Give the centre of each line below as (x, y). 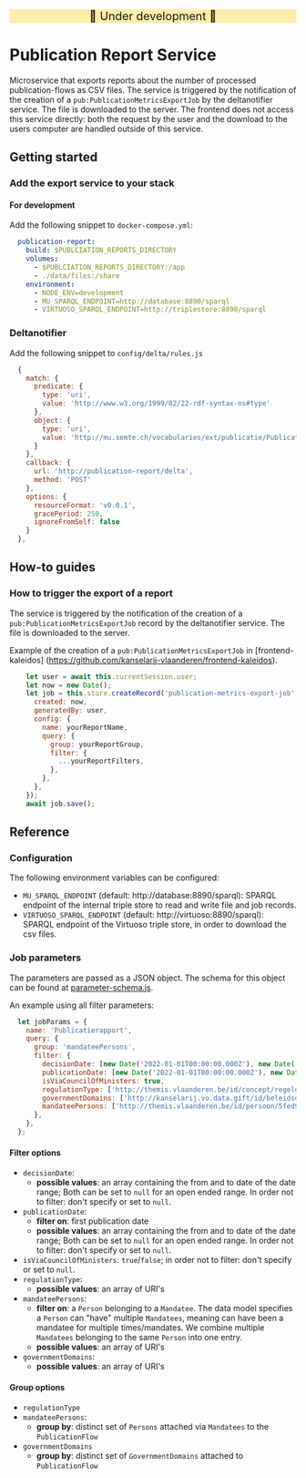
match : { (42, 378)
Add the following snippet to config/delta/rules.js (106, 353)
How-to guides (52, 567)
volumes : (42, 259)
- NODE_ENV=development (79, 293)
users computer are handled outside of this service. (106, 128)
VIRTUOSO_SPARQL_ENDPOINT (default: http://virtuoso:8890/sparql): (143, 915)
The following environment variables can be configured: (115, 878)
